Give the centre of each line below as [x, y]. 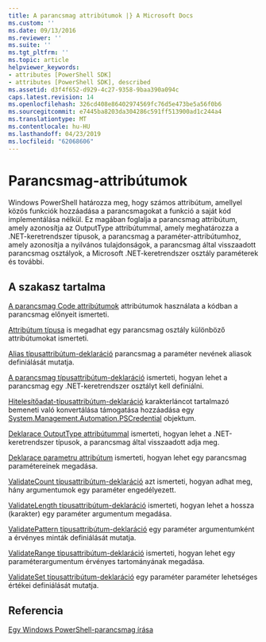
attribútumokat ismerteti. [48, 338]
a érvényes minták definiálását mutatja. [72, 538]
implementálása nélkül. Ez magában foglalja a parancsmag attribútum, [123, 220]
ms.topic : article [39, 60]
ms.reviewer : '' [35, 38]
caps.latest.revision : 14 [51, 97]
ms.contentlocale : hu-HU [49, 126]
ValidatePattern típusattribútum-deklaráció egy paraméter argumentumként [131, 529]
